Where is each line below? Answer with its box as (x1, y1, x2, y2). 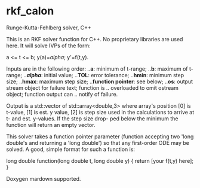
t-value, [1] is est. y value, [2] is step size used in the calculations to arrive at (6, 108, 195, 116)
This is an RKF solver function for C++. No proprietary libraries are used (6, 35, 183, 43)
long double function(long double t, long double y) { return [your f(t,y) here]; (6, 157, 194, 164)
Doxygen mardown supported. (6, 175, 81, 182)
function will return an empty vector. (6, 121, 96, 128)
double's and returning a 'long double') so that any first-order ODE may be (6, 139, 189, 146)
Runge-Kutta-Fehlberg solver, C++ (6, 24, 91, 31)
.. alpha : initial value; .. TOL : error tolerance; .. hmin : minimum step (23, 71, 184, 78)
